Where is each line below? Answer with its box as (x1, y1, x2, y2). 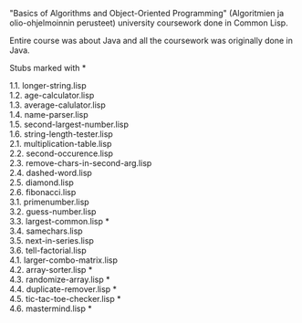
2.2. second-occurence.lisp (9, 148, 114, 159)
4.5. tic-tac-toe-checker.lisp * (9, 294, 121, 304)
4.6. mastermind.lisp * (9, 303, 93, 314)
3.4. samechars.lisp (9, 225, 84, 236)
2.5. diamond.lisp (9, 177, 75, 188)
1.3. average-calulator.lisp (9, 99, 107, 110)
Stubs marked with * (9, 63, 87, 73)
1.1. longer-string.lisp (9, 80, 87, 90)
